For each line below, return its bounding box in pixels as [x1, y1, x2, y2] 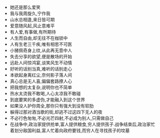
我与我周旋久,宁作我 [9, 10, 51, 16]
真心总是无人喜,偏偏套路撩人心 [9, 78, 72, 84]
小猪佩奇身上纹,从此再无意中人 [9, 47, 72, 53]
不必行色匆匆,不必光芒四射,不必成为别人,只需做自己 [9, 115, 114, 121]
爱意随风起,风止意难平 [9, 23, 55, 29]
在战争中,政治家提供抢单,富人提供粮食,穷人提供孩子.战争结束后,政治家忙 [9, 121, 155, 127]
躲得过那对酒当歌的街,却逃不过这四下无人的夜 [9, 109, 103, 115]
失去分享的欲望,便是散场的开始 [9, 54, 72, 59]
